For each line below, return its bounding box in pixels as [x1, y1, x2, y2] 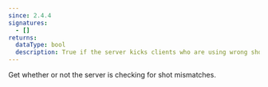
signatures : [8, 19, 48, 27]
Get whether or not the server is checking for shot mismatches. [8, 70, 217, 79]
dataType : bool [15, 41, 66, 49]
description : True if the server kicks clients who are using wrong [15, 48, 248, 56]
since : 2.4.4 [8, 11, 52, 20]
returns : [8, 33, 37, 42]
